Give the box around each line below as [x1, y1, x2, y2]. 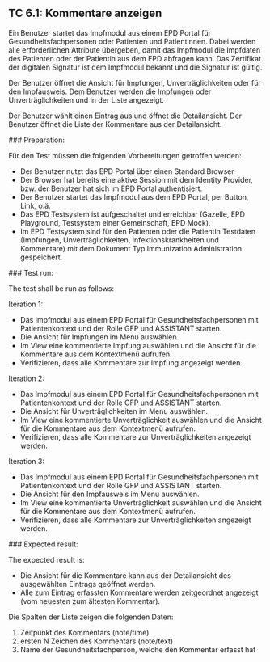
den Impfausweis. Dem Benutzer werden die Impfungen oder [8, 86, 212, 96]
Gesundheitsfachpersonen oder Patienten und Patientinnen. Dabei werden [8, 36, 256, 46]
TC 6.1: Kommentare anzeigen [8, 6, 162, 20]
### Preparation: [8, 135, 65, 145]
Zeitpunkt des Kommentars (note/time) [19, 627, 150, 637]
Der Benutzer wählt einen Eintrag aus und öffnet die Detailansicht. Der [8, 111, 243, 120]
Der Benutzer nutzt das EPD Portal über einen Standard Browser [19, 166, 234, 176]
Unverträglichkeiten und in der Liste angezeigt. [8, 95, 164, 104]
